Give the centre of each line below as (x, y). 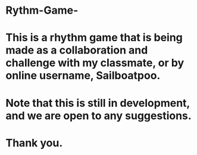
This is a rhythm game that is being (94, 38)
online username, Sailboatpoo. (83, 76)
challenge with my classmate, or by (95, 63)
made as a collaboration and (77, 50)
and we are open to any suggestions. (98, 115)
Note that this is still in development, (98, 103)
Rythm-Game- (42, 10)
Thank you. (34, 143)
